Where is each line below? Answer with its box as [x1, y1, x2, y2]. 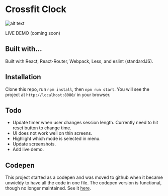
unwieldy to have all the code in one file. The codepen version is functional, [5, 180, 162, 186]
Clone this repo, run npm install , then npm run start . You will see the [5, 86, 150, 92]
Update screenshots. [12, 141, 56, 147]
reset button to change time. [12, 125, 71, 131]
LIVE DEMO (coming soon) [5, 30, 60, 36]
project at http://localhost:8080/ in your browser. [5, 91, 111, 97]
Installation [5, 73, 41, 81]
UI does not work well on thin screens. [12, 130, 92, 136]
